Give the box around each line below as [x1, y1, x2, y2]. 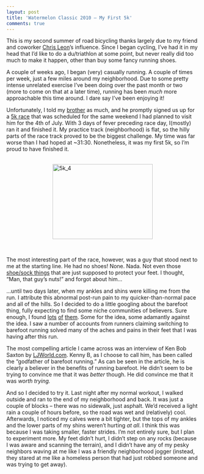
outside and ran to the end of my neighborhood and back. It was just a [6, 396, 183, 403]
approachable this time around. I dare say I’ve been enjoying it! [6, 94, 165, 102]
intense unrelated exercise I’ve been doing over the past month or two [6, 81, 183, 89]
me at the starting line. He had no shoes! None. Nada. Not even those [6, 263, 181, 270]
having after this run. [6, 333, 59, 340]
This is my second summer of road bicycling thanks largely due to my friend [6, 37, 198, 45]
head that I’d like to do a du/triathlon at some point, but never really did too [6, 50, 194, 58]
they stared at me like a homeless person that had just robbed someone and [6, 454, 198, 462]
